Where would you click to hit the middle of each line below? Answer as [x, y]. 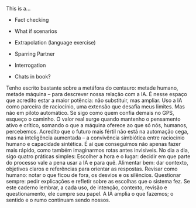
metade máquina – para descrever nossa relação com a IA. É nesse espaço [97, 94]
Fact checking [32, 20]
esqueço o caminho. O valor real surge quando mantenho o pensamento [93, 119]
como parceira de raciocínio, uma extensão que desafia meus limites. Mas [96, 107]
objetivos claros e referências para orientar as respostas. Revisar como [92, 169]
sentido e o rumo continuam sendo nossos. [58, 200]
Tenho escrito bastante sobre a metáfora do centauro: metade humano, [92, 88]
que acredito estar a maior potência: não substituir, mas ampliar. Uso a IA [94, 100]
